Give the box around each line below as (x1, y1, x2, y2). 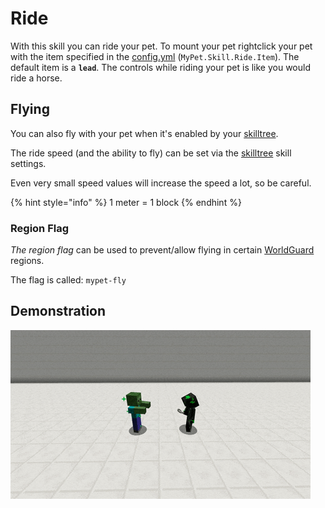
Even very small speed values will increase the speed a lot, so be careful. (10, 177, 312, 189)
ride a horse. (10, 72, 63, 84)
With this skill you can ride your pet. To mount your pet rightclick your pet (10, 40, 313, 52)
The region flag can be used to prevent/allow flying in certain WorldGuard (10, 244, 315, 256)
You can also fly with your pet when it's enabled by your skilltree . (10, 127, 279, 139)
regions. (10, 255, 45, 267)
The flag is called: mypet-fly (10, 274, 127, 286)
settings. (10, 157, 47, 169)
